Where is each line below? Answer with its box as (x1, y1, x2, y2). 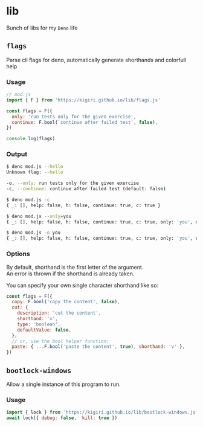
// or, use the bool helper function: (11, 338, 110, 344)
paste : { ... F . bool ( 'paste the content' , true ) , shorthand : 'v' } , (11, 344, 185, 350)
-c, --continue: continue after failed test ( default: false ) (6, 186, 166, 192)
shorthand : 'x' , (17, 316, 59, 322)
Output (6, 150, 28, 158)
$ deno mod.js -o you (6, 230, 61, 236)
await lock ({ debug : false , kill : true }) (6, 415, 118, 421)
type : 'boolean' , (17, 321, 61, 327)
